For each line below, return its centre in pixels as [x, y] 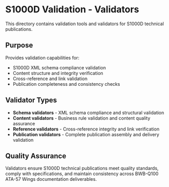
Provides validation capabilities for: [42, 58]
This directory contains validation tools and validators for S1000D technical [85, 24]
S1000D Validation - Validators [72, 10]
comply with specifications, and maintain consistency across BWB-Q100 [82, 174]
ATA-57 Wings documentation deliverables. [51, 179]
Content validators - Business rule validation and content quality [81, 118]
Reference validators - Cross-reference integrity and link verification [86, 129]
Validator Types [31, 100]
